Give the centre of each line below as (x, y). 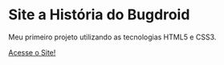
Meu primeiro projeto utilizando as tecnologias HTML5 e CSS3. (112, 37)
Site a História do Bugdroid (99, 15)
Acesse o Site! (32, 52)
